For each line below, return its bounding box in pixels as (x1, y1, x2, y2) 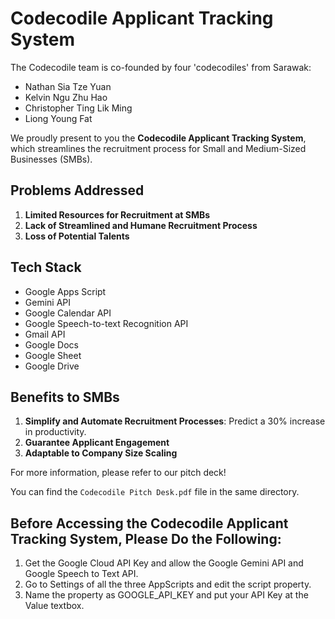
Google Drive (24, 360, 80, 372)
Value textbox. (24, 600, 85, 612)
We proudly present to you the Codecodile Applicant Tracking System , (10, 132, 307, 144)
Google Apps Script (24, 285, 107, 297)
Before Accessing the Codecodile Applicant (10, 515, 289, 532)
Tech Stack (10, 259, 82, 276)
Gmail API (24, 328, 66, 340)
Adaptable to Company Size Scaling (24, 447, 178, 459)
